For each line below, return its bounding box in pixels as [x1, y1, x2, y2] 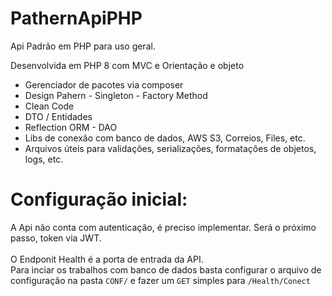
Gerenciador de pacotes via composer [24, 78, 184, 91]
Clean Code [24, 100, 75, 112]
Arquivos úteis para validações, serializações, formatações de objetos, [24, 142, 317, 154]
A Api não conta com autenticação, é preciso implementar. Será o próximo [10, 221, 317, 233]
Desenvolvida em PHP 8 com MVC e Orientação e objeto [10, 59, 245, 71]
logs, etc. [24, 153, 64, 165]
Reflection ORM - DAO [24, 121, 118, 133]
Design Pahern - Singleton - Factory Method [24, 89, 208, 101]
